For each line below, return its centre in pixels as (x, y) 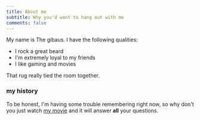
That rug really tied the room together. (53, 76)
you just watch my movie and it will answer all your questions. (82, 110)
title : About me (26, 12)
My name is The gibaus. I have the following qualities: (72, 40)
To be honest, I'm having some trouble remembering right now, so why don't (100, 104)
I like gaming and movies (45, 64)
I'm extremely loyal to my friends (55, 58)
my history (22, 91)
